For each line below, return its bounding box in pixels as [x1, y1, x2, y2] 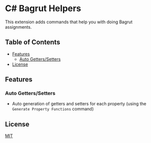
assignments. [5, 24, 32, 30]
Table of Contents [5, 38, 61, 47]
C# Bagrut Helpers [5, 3, 82, 14]
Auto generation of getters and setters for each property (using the [12, 101, 147, 107]
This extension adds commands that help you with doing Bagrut [5, 19, 133, 25]
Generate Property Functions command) [12, 106, 94, 112]
